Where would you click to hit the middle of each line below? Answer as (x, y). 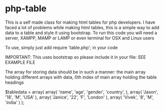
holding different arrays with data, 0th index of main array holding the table (81, 77)
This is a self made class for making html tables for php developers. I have (80, 22)
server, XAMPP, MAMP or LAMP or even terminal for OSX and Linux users (80, 38)
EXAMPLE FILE (20, 62)
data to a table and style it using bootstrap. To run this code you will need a (81, 33)
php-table (26, 9)
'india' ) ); (15, 102)
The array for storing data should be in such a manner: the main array (75, 72)
